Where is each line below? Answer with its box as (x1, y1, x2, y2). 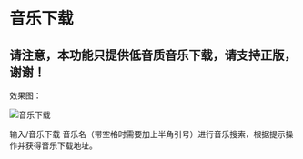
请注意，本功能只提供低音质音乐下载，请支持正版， (9, 47, 297, 63)
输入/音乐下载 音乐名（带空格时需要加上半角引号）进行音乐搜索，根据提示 (9, 129, 286, 139)
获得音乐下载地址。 (25, 140, 97, 151)
